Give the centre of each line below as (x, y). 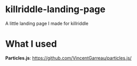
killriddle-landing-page (56, 9)
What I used (31, 44)
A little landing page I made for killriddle (47, 23)
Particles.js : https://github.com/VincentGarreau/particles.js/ (68, 58)
